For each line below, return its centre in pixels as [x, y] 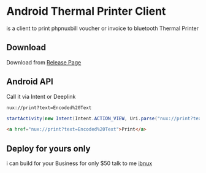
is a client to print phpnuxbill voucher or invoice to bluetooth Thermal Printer [103, 28]
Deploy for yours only [48, 148]
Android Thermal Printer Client [86, 11]
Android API [30, 82]
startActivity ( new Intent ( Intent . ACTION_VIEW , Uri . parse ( [82, 118]
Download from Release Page [44, 62]
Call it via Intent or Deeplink [41, 96]
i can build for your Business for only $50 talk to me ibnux [79, 163]
